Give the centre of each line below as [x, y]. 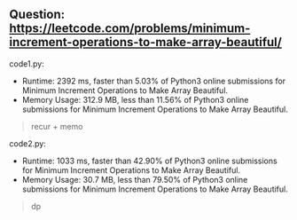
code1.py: [27, 63]
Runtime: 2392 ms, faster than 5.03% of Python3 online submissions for [154, 81]
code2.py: [27, 143]
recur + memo [57, 126]
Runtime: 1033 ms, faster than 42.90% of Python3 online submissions [149, 161]
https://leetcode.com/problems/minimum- [130, 29]
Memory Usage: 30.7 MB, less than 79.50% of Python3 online [135, 179]
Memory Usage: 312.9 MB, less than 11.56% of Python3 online [135, 99]
